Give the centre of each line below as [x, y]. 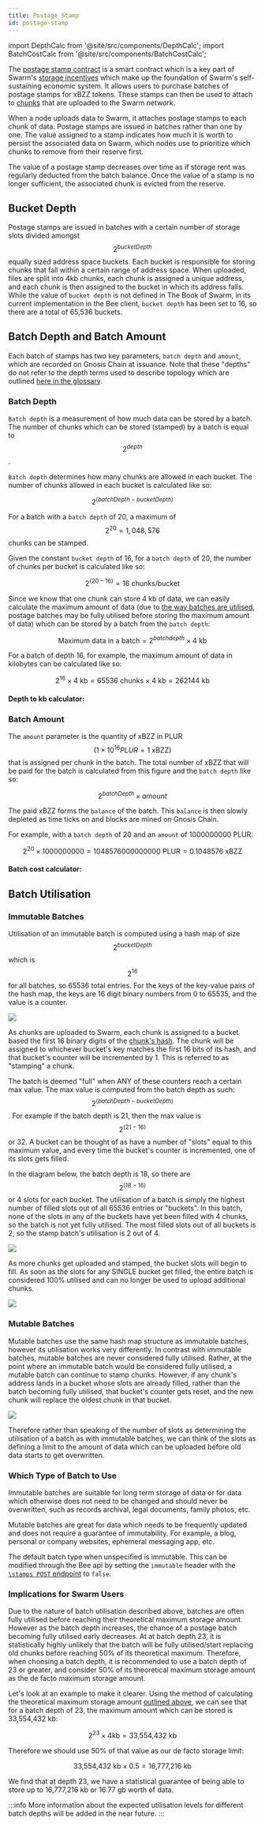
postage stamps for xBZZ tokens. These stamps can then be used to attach [131, 94]
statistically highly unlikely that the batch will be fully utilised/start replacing [131, 1645]
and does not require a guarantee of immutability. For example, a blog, [122, 1533]
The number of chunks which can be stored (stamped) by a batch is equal [129, 427]
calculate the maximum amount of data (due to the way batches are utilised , [131, 607]
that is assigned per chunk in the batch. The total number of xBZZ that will [129, 762]
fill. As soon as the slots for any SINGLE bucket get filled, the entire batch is [131, 1272]
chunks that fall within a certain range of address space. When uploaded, [127, 270]
